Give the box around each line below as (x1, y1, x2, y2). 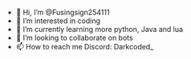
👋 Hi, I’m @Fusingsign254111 (15, 8, 110, 17)
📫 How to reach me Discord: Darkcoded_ (15, 42, 154, 51)
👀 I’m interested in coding (15, 16, 101, 26)
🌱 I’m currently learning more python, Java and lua (15, 25, 183, 33)
